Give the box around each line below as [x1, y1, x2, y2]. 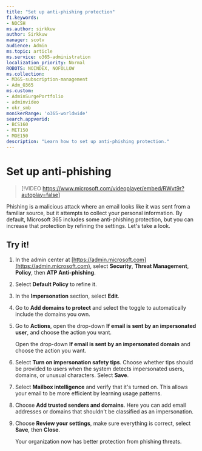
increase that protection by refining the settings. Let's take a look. [6, 222, 171, 229]
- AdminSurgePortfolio [6, 93, 64, 99]
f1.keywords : [6, 15, 39, 21]
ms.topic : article [6, 48, 53, 55]
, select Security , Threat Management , [90, 262, 189, 270]
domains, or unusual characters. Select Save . [15, 371, 129, 379]
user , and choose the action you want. [15, 329, 112, 336]
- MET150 [6, 127, 29, 133]
